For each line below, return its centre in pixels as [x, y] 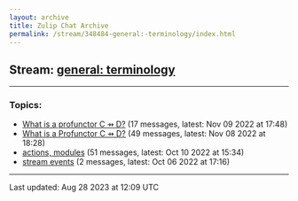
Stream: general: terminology [92, 70]
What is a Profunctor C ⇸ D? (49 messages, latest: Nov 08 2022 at [144, 134]
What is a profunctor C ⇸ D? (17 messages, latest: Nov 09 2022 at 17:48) [155, 124]
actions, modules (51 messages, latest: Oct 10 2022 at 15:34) [133, 152]
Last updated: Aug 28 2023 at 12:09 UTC [84, 188]
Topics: [26, 105]
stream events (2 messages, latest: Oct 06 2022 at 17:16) [126, 162]
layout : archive [39, 17]
